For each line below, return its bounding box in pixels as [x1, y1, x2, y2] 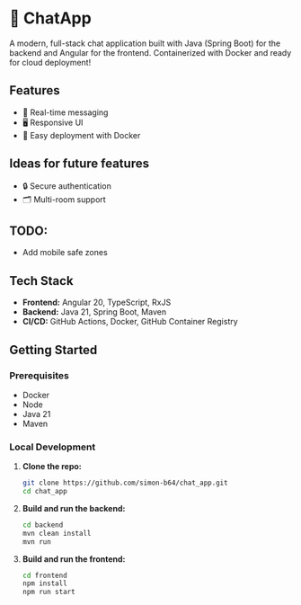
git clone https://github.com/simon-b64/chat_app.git [22, 478, 228, 488]
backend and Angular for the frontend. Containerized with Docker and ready [9, 47, 292, 58]
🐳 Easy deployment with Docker [22, 129, 141, 140]
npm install [22, 579, 67, 588]
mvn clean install [22, 529, 92, 538]
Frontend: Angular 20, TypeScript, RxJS [22, 297, 172, 308]
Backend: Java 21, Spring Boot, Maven [22, 307, 167, 317]
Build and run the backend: [22, 503, 126, 513]
